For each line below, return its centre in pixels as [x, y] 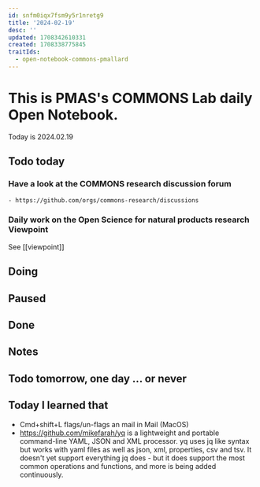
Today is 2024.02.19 [41, 137]
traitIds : [24, 52]
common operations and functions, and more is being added [118, 466]
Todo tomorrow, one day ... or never [98, 378]
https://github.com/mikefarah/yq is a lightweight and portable [119, 433]
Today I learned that [58, 406]
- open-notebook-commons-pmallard [72, 60]
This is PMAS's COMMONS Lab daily [130, 98]
